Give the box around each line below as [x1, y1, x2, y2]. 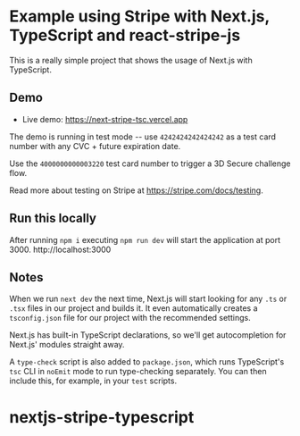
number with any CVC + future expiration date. [9, 140, 181, 151]
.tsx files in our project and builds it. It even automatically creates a [9, 303, 258, 314]
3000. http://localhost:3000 [9, 244, 112, 255]
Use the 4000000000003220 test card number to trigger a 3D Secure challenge [9, 158, 292, 169]
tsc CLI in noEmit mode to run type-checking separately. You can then [9, 366, 267, 377]
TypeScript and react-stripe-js [9, 25, 241, 46]
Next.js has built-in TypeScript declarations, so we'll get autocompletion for [9, 330, 287, 340]
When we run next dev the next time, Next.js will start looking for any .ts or [9, 293, 287, 305]
